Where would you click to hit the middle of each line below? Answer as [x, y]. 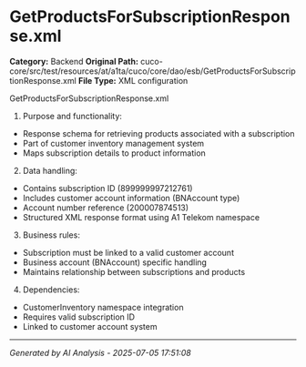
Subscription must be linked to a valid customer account [128, 252]
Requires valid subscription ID [78, 317]
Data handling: [50, 170]
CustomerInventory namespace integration [103, 307]
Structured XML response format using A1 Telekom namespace [141, 217]
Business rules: [51, 235]
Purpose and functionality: [72, 116]
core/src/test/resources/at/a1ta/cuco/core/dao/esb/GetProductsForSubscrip [153, 71]
